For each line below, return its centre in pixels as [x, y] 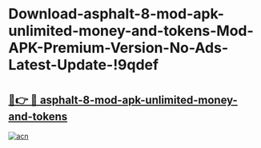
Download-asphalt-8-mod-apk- [116, 14]
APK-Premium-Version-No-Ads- [118, 48]
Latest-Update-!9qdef [83, 65]
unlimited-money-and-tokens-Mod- [131, 31]
